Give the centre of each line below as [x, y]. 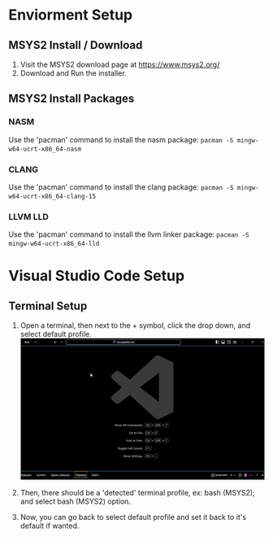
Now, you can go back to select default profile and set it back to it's [133, 517]
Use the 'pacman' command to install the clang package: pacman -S [121, 187]
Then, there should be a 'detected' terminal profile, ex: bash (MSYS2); [138, 492]
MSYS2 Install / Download [76, 45]
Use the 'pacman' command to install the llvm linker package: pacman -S [129, 234]
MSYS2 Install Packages [71, 99]
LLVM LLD [28, 216]
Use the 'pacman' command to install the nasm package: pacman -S [121, 139]
